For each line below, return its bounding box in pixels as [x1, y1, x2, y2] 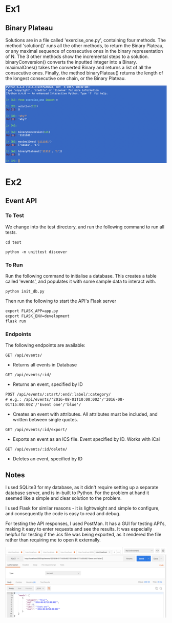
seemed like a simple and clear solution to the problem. [5, 495, 122, 501]
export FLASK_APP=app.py [5, 308, 58, 314]
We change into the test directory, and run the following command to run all [5, 224, 165, 230]
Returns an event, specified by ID [12, 381, 83, 387]
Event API [5, 197, 37, 205]
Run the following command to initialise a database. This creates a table [5, 273, 157, 279]
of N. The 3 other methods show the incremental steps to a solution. [5, 53, 149, 60]
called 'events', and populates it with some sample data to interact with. [5, 278, 156, 285]
